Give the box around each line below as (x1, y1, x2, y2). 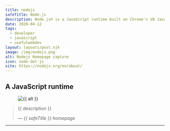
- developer (10, 31, 35, 36)
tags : (5, 26, 17, 31)
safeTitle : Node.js (5, 12, 47, 17)
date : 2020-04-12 (5, 21, 42, 27)
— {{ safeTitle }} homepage (17, 115, 75, 121)
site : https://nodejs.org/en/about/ (5, 63, 82, 69)
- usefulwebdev (10, 40, 42, 45)
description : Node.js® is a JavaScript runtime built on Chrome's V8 (5, 17, 155, 22)
